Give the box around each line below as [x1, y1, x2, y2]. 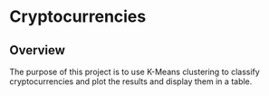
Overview [9, 43, 66, 58]
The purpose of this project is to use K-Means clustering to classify [9, 66, 260, 77]
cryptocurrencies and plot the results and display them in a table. [9, 76, 253, 87]
